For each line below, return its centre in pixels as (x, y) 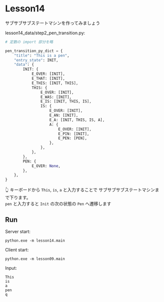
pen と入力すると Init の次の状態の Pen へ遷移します (58, 204)
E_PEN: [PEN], (73, 138)
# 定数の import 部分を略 (29, 42)
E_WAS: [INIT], (56, 97)
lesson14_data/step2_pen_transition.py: (45, 33)
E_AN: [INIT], (64, 115)
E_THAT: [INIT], (48, 79)
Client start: (17, 250)
